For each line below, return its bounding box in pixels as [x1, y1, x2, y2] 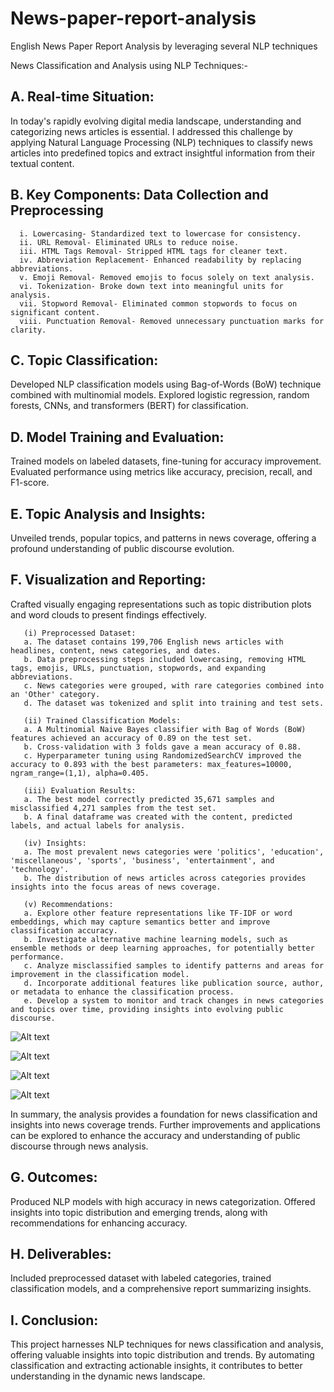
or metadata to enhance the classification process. [10, 987, 235, 997]
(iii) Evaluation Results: [23, 785, 137, 796]
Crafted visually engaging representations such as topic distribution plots [10, 598, 312, 610]
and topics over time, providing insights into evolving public [10, 1004, 284, 1014]
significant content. [10, 307, 101, 317]
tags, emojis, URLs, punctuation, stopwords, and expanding [10, 663, 267, 673]
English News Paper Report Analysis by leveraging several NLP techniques [10, 40, 318, 52]
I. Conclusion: [10, 1312, 99, 1329]
